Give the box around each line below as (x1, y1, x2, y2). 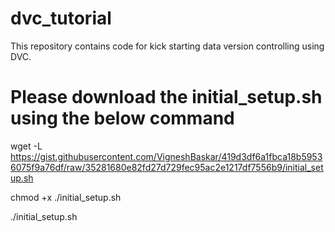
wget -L (10, 140, 43, 152)
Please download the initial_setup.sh (10, 86, 323, 109)
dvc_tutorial (10, 7, 112, 30)
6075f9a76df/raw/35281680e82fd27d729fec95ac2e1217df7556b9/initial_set (10, 161, 324, 173)
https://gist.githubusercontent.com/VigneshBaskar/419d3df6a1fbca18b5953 (10, 150, 323, 162)
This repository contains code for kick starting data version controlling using (10, 40, 325, 52)
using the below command (10, 107, 235, 130)
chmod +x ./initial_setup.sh (10, 191, 122, 203)
